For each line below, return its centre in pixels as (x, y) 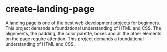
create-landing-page (50, 9)
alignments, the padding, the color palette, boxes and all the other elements (83, 33)
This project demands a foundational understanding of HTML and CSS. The (83, 28)
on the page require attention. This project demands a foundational (75, 39)
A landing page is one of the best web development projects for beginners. (83, 23)
